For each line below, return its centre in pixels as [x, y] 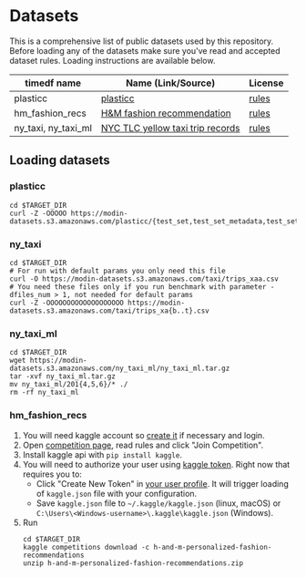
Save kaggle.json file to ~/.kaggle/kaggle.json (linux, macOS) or [158, 503]
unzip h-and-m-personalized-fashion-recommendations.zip [133, 563]
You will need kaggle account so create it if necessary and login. [144, 435]
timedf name [53, 83]
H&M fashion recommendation [166, 113]
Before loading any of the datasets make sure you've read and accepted [145, 50]
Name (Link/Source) [171, 83]
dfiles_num [30, 294]
